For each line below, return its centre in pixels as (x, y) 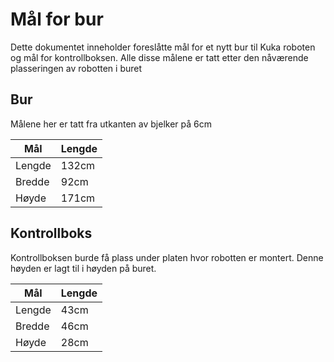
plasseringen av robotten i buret (76, 68)
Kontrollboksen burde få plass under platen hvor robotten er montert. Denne (167, 257)
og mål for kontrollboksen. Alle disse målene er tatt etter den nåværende (159, 57)
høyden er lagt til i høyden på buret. (83, 268)
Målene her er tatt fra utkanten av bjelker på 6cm (111, 124)
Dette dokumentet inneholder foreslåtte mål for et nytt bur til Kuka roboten (163, 47)
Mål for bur (57, 19)
